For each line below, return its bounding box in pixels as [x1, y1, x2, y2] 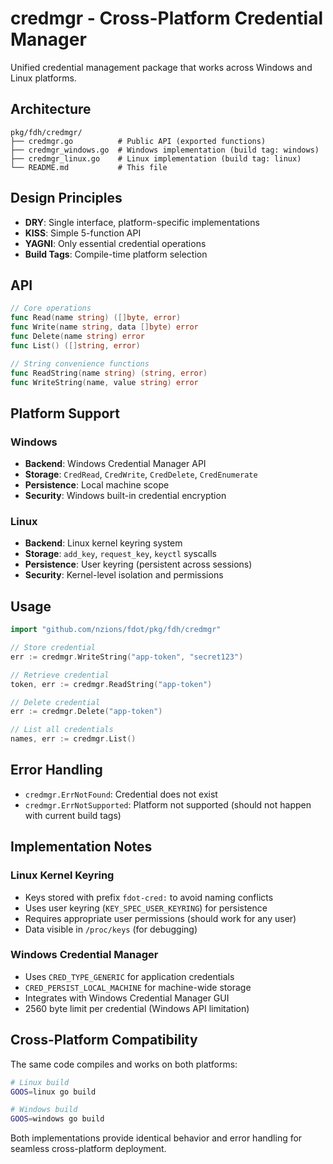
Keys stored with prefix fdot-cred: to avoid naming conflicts [24, 891, 274, 903]
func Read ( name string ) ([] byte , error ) [10, 313, 182, 323]
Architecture [10, 101, 92, 118]
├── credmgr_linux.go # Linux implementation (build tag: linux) [10, 153, 302, 164]
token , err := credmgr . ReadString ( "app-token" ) [10, 679, 213, 689]
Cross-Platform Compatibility [10, 1032, 198, 1049]
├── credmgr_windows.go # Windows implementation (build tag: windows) [10, 145, 320, 155]
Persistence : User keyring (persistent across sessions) [24, 558, 253, 571]
